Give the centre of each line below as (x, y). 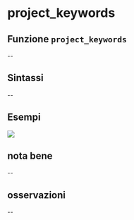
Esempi (24, 117)
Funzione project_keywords (67, 39)
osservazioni (36, 195)
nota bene (30, 156)
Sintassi (25, 78)
